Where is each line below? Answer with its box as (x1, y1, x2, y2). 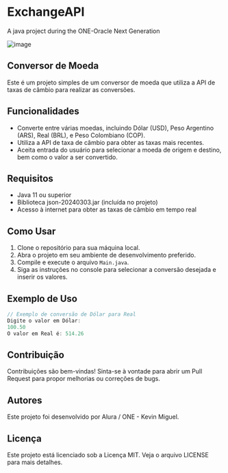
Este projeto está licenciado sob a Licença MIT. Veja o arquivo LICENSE (7, 450, 209, 459)
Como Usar (7, 225, 56, 237)
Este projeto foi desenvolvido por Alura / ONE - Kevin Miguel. (7, 413, 179, 421)
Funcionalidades (7, 106, 80, 117)
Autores (7, 394, 42, 406)
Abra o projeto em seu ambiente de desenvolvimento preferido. (16, 251, 197, 259)
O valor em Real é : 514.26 (7, 330, 84, 337)
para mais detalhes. (7, 458, 63, 466)
